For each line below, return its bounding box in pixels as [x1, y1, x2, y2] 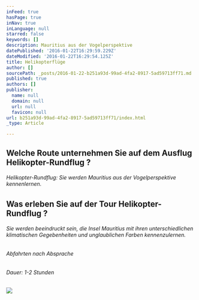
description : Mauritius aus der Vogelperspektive [6, 43, 133, 49]
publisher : [6, 87, 34, 93]
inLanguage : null [6, 25, 50, 32]
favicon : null [11, 109, 47, 115]
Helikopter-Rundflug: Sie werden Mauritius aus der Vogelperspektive [6, 174, 177, 181]
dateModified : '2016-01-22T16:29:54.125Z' [6, 53, 114, 59]
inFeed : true [6, 8, 39, 15]
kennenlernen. [6, 181, 42, 188]
